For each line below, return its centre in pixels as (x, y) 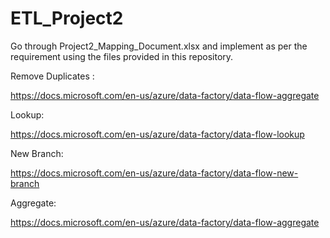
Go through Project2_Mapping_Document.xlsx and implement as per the (159, 46)
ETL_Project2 (67, 18)
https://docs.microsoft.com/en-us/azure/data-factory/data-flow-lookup (157, 134)
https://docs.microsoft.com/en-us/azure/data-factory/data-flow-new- (154, 173)
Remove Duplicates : (52, 76)
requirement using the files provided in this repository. (122, 56)
